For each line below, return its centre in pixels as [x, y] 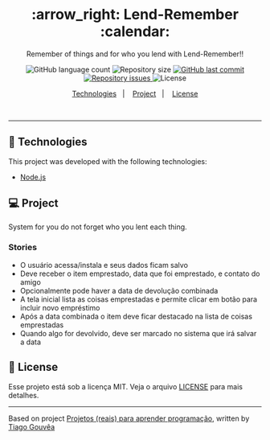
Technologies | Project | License [135, 93]
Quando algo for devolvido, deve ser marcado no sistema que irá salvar [138, 333]
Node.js [33, 177]
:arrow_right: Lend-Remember [135, 15]
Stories [23, 248]
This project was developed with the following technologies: [108, 161]
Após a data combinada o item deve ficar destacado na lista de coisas [136, 316]
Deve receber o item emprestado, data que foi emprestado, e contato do [140, 273]
